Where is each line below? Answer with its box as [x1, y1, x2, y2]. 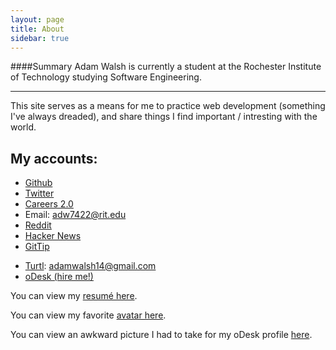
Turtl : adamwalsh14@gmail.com [24, 260, 157, 272]
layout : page [10, 14, 65, 25]
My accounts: [10, 150, 98, 167]
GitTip [24, 241, 50, 253]
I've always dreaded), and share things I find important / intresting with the [10, 111, 318, 123]
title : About [10, 24, 65, 34]
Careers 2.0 [24, 198, 74, 210]
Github [24, 177, 53, 189]
